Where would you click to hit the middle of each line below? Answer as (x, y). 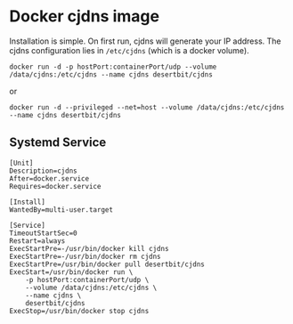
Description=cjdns (43, 171)
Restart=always (37, 241)
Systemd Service (58, 143)
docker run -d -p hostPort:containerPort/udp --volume (113, 67)
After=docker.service (49, 178)
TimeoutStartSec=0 (43, 233)
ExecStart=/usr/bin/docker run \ (71, 272)
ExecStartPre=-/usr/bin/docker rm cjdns (85, 256)
